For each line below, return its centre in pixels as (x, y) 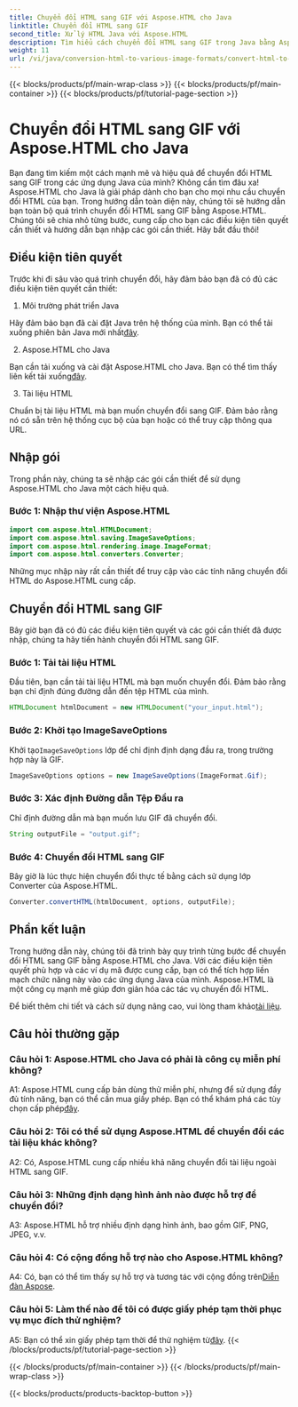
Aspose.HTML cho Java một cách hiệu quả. (89, 488)
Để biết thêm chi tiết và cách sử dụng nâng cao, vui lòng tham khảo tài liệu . (145, 1006)
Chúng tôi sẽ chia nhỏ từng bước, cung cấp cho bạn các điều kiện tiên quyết (149, 220)
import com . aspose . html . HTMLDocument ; (81, 530)
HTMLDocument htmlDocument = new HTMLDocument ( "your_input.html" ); (137, 707)
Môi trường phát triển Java (71, 305)
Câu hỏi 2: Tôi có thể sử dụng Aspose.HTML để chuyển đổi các (147, 1131)
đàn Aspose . (32, 1286)
